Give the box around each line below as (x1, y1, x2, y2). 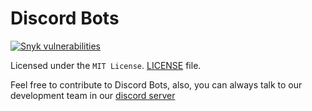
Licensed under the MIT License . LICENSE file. (10, 59, 202, 71)
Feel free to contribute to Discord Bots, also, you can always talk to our (10, 78, 303, 91)
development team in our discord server (10, 89, 176, 101)
